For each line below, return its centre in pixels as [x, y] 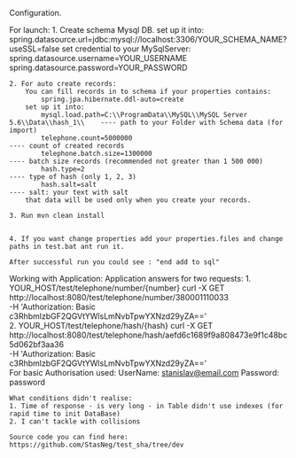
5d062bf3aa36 [37, 344]
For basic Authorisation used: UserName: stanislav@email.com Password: [144, 373]
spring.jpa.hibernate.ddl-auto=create [113, 99]
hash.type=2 [63, 169]
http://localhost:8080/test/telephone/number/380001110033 [119, 297]
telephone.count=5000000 [87, 138]
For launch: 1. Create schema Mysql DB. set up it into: [107, 30]
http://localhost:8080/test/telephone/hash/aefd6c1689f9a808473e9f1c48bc [148, 335]
